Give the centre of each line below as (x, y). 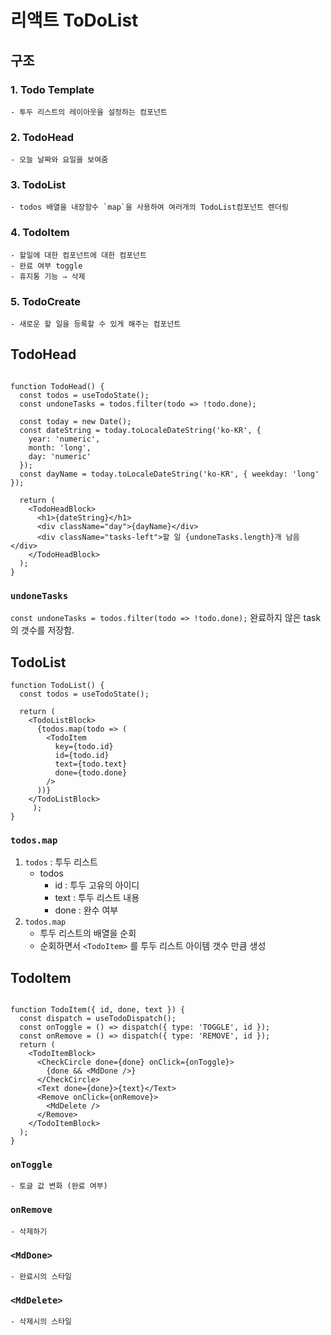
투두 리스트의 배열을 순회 (88, 933)
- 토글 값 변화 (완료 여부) (59, 1186)
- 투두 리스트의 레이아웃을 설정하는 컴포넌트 (89, 112)
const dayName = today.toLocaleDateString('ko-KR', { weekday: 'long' (169, 474)
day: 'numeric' (60, 456)
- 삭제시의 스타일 (41, 1322)
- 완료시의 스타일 (41, 1276)
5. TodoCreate (45, 301)
